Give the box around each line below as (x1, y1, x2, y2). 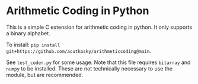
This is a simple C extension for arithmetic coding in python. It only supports (6, 23, 193, 31)
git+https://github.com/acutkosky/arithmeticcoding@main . (6, 47, 151, 54)
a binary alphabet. (6, 29, 50, 36)
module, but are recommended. (6, 71, 84, 78)
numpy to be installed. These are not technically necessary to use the (6, 65, 173, 72)
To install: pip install (6, 41, 60, 48)
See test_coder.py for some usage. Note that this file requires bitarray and (6, 59, 191, 66)
